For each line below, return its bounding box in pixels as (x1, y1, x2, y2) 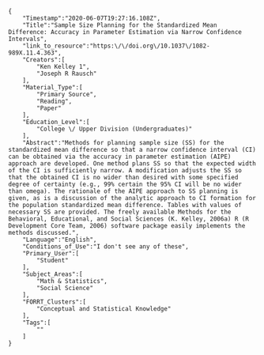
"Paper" (36, 104, 62, 112)
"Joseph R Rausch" (36, 70, 97, 77)
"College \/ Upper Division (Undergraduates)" (36, 125, 193, 133)
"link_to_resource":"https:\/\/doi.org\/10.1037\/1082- (22, 42, 211, 50)
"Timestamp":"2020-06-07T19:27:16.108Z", (22, 14, 160, 22)
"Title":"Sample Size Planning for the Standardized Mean (22, 21, 217, 29)
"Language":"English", (22, 236, 97, 244)
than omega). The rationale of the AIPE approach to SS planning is (8, 187, 239, 195)
